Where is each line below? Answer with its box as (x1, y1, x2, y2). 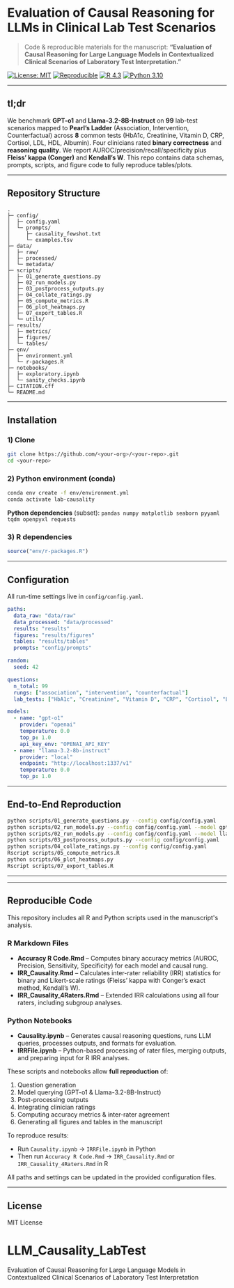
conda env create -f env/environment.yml (7, 490, 130, 497)
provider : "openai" (19, 721, 77, 729)
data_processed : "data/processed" (13, 619, 114, 626)
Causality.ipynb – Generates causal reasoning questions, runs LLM (17, 1032, 212, 1040)
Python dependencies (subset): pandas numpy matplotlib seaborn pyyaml (7, 509, 220, 517)
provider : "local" (19, 754, 73, 761)
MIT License (7, 1218, 43, 1227)
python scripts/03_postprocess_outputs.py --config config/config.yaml (7, 837, 219, 844)
